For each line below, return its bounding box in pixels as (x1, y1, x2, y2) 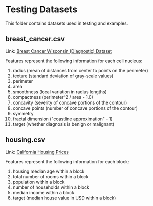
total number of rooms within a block (12, 173, 89, 179)
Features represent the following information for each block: (5, 158, 129, 164)
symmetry (12, 110, 34, 116)
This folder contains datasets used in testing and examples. (5, 20, 128, 26)
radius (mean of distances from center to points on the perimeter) (12, 67, 149, 73)
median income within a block (12, 189, 74, 195)
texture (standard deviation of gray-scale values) (12, 73, 114, 79)
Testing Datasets (5, 4, 78, 15)
